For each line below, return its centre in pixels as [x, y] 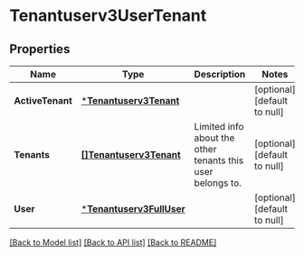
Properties [40, 49]
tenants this [219, 160]
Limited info [219, 127]
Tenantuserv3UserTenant [108, 16]
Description [220, 74]
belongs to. [218, 183]
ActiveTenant [43, 101]
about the [214, 138]
